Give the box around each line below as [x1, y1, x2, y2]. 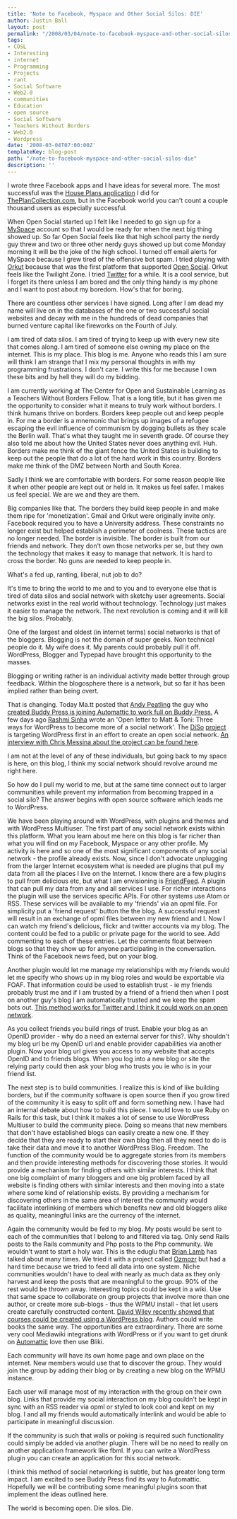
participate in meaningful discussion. [7, 1417, 115, 1426]
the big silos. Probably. [7, 613, 74, 623]
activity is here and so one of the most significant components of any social [7, 846, 228, 855]
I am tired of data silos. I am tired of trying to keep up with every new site [7, 335, 220, 343]
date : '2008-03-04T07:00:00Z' [7, 142, 97, 149]
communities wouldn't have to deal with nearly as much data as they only [7, 1269, 221, 1278]
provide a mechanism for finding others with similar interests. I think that [7, 1165, 217, 1174]
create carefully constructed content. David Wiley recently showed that [7, 1307, 214, 1316]
